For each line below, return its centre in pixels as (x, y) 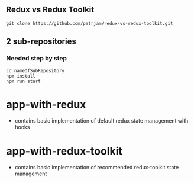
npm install (21, 76)
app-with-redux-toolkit (64, 151)
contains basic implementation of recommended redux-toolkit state (97, 168)
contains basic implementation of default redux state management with (101, 121)
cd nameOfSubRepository (35, 70)
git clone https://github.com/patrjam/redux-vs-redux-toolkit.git (90, 23)
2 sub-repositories (41, 42)
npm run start (24, 81)
